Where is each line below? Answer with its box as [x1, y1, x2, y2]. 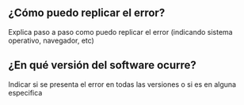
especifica [8, 88, 43, 97]
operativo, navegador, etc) [8, 36, 95, 45]
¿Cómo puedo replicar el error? [8, 6, 166, 20]
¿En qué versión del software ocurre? [8, 58, 196, 72]
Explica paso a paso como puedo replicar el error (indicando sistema [8, 27, 233, 36]
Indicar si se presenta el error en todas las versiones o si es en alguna [8, 79, 236, 89]
